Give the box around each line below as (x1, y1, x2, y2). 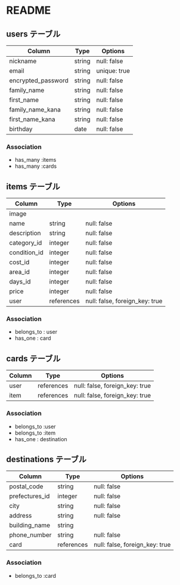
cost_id (9, 258, 30, 266)
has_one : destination (14, 435, 67, 442)
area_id (9, 268, 30, 276)
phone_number (9, 531, 52, 539)
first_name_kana (9, 115, 55, 123)
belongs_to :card (14, 572, 57, 579)
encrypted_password (9, 76, 69, 84)
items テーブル (6, 181, 61, 192)
